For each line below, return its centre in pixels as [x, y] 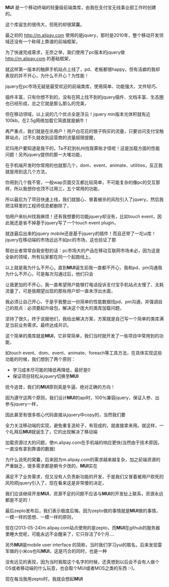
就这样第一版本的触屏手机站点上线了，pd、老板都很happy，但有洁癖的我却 [83, 69]
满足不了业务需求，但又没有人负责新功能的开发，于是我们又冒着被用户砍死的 [84, 477]
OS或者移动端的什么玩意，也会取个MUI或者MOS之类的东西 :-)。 [71, 568]
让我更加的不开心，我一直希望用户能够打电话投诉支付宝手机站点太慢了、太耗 [84, 285]
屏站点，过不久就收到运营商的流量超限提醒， [52, 137]
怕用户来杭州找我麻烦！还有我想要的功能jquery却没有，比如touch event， [81, 216]
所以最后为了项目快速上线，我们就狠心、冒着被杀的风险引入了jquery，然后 [82, 199]
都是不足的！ [18, 500]
